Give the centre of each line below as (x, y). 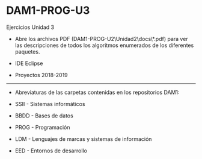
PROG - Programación (42, 127)
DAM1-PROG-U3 (48, 11)
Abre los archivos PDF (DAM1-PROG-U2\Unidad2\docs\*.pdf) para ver (101, 39)
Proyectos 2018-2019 (41, 75)
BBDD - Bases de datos (44, 116)
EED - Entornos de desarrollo (51, 151)
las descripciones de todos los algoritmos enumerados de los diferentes (104, 45)
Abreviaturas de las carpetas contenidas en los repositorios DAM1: (97, 92)
